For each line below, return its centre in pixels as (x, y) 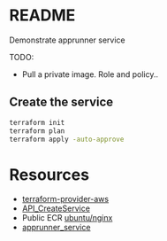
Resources (49, 175)
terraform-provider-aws (65, 199)
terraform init (37, 122)
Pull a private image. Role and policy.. (90, 74)
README (42, 16)
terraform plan (37, 131)
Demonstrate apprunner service (67, 40)
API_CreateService (56, 208)
